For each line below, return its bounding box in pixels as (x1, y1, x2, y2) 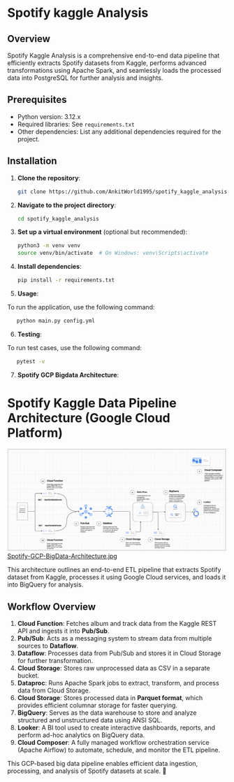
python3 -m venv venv (17, 242, 81, 249)
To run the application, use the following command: (7, 303, 155, 311)
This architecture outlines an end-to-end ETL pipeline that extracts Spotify (7, 566, 221, 574)
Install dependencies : (17, 263, 82, 271)
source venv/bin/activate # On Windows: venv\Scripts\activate (17, 250, 209, 257)
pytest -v (16, 358, 45, 365)
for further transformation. (17, 657, 94, 665)
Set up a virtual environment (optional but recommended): (17, 228, 187, 236)
